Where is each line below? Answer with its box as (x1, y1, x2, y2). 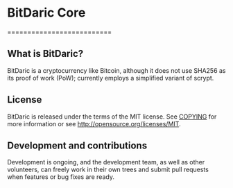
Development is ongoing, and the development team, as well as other (7, 158, 205, 166)
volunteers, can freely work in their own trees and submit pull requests (7, 165, 209, 174)
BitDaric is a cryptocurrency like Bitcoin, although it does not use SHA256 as (7, 66, 227, 74)
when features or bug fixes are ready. (7, 173, 114, 181)
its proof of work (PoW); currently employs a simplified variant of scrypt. (7, 74, 214, 82)
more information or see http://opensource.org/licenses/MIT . (7, 119, 182, 128)
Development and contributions (7, 139, 148, 151)
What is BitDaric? (7, 48, 84, 60)
